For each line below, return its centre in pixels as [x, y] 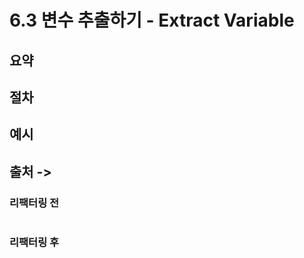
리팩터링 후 [34, 242]
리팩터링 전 [34, 203]
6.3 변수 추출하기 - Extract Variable [152, 20]
